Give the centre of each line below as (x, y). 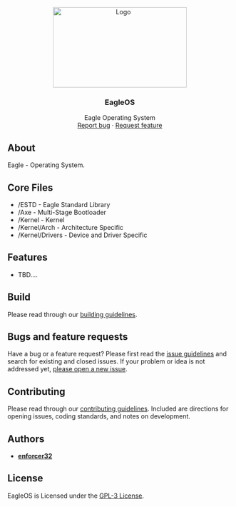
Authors (26, 439)
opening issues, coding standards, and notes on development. (99, 416)
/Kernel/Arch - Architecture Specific (70, 227)
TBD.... (27, 274)
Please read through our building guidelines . (72, 314)
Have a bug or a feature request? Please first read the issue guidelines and (117, 354)
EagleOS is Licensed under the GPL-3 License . (76, 496)
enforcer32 (35, 456)
